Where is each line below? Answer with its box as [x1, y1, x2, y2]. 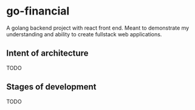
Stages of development [6, 82, 97, 92]
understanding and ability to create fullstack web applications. [6, 30, 162, 37]
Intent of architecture [6, 48, 89, 59]
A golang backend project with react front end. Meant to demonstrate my [6, 24, 190, 31]
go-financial [6, 4, 70, 18]
